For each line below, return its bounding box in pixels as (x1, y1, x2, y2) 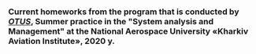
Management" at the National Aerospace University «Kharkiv (8, 26, 249, 37)
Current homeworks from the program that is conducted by (8, 6, 239, 17)
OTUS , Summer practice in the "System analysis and (8, 16, 214, 27)
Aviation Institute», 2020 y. (8, 35, 116, 46)
